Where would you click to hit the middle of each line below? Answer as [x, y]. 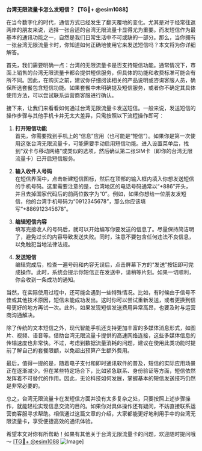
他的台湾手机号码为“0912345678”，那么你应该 [83, 201]
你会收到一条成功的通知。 [47, 280]
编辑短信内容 [31, 222]
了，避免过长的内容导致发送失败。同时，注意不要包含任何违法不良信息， [104, 237]
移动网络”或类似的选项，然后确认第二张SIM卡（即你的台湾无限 [115, 151]
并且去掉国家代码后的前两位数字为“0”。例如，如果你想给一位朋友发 [98, 194]
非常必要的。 [27, 386]
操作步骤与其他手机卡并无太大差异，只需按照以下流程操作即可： [85, 116]
